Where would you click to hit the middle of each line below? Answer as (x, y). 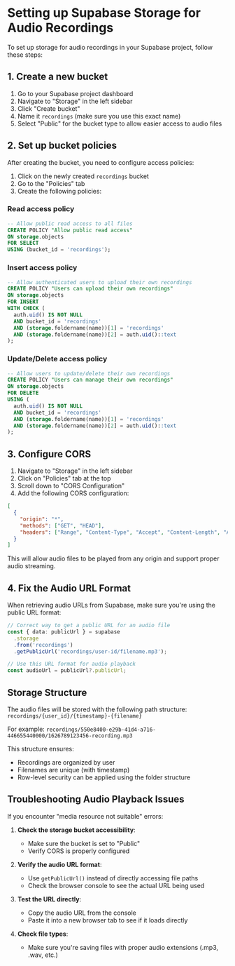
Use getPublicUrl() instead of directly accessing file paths (113, 878)
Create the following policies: (59, 191)
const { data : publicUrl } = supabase (64, 632)
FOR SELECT (23, 243)
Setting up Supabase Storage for (104, 13)
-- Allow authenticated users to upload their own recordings (100, 282)
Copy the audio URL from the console (82, 913)
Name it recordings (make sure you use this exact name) (99, 116)
